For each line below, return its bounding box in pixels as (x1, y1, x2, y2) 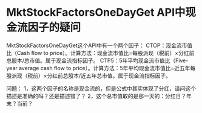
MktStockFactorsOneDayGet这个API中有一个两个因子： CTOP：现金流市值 (6, 42, 193, 49)
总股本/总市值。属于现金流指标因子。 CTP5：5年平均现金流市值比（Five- (6, 57, 189, 64)
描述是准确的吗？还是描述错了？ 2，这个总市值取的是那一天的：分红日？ (6, 92, 187, 100)
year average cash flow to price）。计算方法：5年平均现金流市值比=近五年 (6, 64, 190, 71)
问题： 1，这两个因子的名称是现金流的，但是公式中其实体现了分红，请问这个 (6, 85, 196, 92)
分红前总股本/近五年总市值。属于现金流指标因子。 (47, 72, 172, 79)
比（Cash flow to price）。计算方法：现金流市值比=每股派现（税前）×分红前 (6, 49, 195, 56)
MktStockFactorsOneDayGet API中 (6, 5, 186, 19)
